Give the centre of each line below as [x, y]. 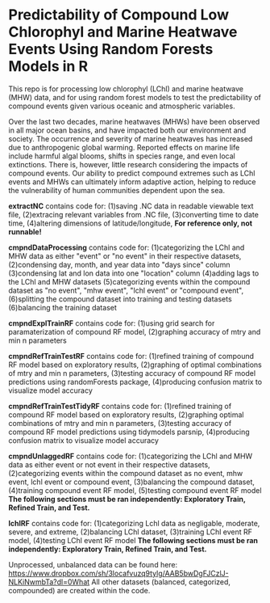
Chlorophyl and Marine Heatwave [123, 32]
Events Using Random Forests [111, 49]
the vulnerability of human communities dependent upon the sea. [117, 190]
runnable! [25, 231]
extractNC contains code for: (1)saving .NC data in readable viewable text [131, 206]
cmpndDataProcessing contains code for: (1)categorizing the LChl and [127, 247]
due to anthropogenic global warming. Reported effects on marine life [124, 147]
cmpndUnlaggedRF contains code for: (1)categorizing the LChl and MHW [131, 456]
